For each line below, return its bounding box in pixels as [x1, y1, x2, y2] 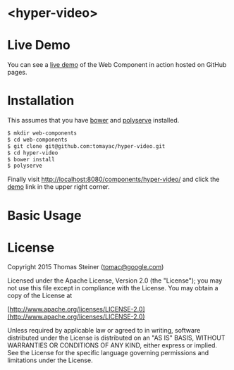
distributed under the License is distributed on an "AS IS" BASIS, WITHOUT [7, 333, 226, 343]
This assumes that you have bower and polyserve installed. [7, 116, 180, 125]
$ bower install [7, 156, 55, 163]
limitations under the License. [7, 356, 93, 364]
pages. [7, 68, 27, 77]
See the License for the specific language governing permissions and [7, 349, 209, 357]
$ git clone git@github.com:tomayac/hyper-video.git [7, 142, 166, 149]
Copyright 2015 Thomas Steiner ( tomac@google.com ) [7, 263, 164, 271]
